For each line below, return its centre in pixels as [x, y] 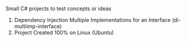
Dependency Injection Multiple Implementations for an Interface [92, 20]
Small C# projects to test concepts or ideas [58, 9]
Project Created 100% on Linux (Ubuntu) [64, 33]
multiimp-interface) [38, 26]
